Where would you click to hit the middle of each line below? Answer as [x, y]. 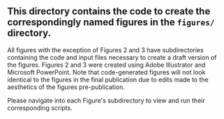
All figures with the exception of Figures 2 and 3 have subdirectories [105, 50]
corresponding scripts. [40, 108]
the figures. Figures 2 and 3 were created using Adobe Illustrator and [106, 65]
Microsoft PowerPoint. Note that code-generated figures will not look [106, 72]
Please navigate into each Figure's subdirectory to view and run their [106, 100]
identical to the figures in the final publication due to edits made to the [108, 79]
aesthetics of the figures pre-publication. [66, 87]
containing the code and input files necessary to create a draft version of [112, 57]
